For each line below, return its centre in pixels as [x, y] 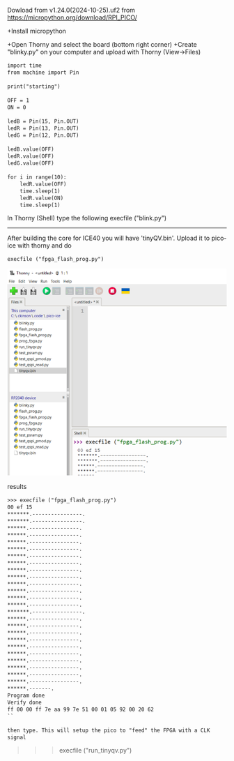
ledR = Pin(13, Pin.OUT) [43, 128]
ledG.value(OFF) [31, 163]
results [17, 487]
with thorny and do [44, 246]
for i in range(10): [37, 177]
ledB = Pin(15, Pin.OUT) [43, 121]
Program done [26, 695]
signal [17, 737]
